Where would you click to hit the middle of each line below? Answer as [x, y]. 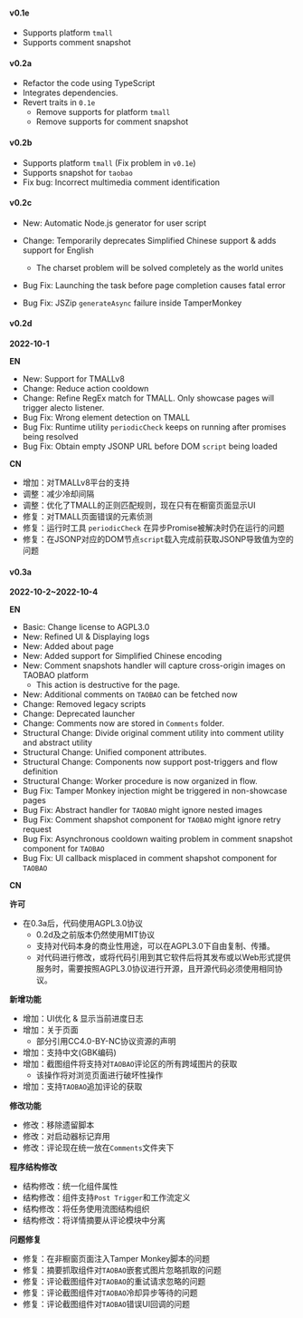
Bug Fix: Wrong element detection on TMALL [106, 418]
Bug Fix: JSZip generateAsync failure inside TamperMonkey [132, 303]
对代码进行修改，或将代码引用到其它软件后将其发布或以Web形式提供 [163, 957]
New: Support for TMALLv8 [73, 379]
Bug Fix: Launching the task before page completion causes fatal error [154, 285]
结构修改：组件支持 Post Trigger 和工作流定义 [106, 1197]
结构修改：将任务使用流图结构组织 [86, 1209]
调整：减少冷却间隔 [58, 494]
